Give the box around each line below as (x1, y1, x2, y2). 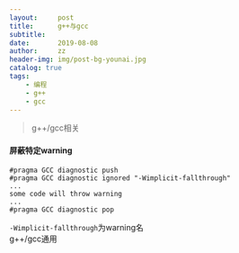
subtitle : (9, 30, 47, 39)
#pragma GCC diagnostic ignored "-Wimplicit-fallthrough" (9, 173, 231, 183)
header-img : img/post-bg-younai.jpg (9, 55, 146, 64)
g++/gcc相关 (31, 122, 80, 133)
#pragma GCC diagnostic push (9, 166, 119, 175)
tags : (9, 72, 30, 81)
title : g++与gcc (9, 22, 89, 31)
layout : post (9, 13, 75, 23)
